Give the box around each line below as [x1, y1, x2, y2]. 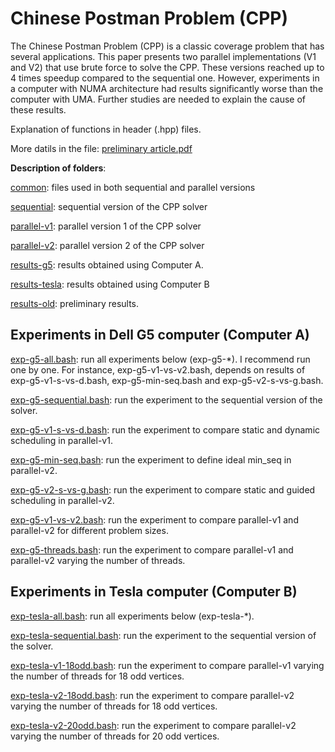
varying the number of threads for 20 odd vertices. [10, 730, 220, 742]
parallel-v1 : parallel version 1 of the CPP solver [10, 220, 202, 232]
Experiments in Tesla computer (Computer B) [10, 583, 298, 601]
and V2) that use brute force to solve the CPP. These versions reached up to [10, 61, 325, 73]
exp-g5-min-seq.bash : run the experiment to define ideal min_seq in [10, 453, 292, 466]
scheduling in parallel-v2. [10, 494, 115, 506]
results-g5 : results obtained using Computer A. [10, 258, 204, 271]
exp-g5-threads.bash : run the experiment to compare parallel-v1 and [10, 543, 294, 556]
